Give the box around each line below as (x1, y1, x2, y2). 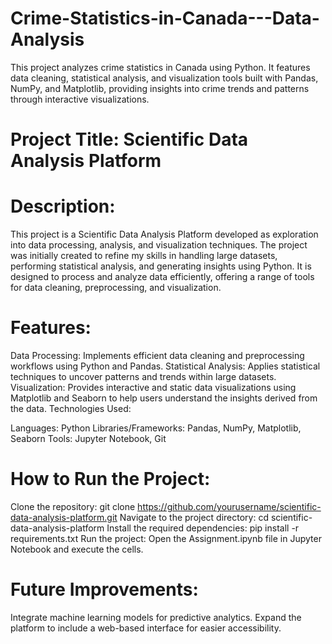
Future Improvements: (10, 578, 199, 601)
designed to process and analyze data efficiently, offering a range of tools (10, 271, 315, 283)
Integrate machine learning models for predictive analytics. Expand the (10, 611, 302, 623)
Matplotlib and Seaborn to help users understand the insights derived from (10, 392, 318, 404)
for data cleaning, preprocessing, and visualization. (10, 282, 222, 294)
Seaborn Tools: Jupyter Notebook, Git (10, 433, 167, 444)
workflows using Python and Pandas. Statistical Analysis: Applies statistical (10, 360, 321, 372)
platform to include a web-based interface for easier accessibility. (10, 622, 282, 634)
